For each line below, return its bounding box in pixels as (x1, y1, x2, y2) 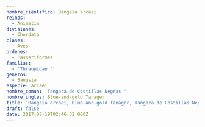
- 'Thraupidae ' (12, 65, 53, 72)
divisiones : (6, 26, 37, 32)
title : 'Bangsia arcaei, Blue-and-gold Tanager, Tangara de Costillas (6, 100, 190, 106)
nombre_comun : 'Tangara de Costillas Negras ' (6, 89, 127, 95)
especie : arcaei (6, 83, 48, 89)
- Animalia (12, 20, 40, 26)
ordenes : (6, 49, 29, 55)
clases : (6, 37, 26, 43)
